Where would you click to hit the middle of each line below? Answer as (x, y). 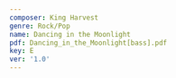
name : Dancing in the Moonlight (70, 34)
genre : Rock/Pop (40, 26)
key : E (22, 51)
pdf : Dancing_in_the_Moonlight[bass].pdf (88, 43)
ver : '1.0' (30, 59)
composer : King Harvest (54, 17)
